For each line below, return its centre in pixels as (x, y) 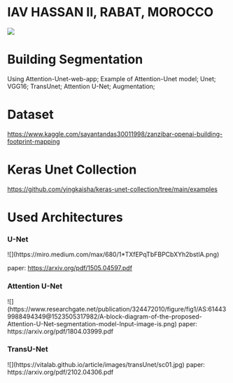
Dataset (30, 114)
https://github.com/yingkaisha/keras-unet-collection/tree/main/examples (113, 189)
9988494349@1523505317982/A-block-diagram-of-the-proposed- (105, 316)
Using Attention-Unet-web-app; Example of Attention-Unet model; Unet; (112, 78)
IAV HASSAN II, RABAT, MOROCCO (111, 12)
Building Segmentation (75, 60)
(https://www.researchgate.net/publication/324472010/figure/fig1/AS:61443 (117, 309)
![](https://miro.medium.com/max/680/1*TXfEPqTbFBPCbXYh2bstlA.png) (113, 255)
